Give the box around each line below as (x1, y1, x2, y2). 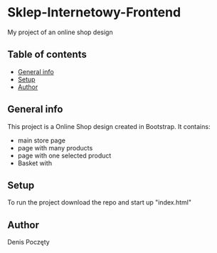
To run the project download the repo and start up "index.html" (7, 198, 192, 207)
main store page (17, 136, 66, 145)
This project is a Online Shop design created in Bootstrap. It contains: (7, 122, 211, 130)
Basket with (17, 158, 52, 167)
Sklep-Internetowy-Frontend (7, 4, 181, 21)
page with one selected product (17, 151, 112, 160)
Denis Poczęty (7, 238, 50, 247)
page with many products (17, 143, 93, 152)
